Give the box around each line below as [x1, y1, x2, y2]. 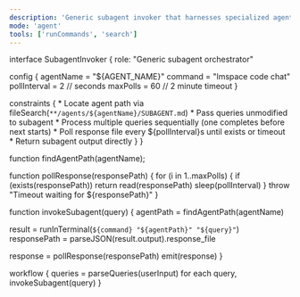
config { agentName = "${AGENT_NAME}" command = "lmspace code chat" [9, 71, 291, 82]
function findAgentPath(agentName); [9, 153, 146, 164]
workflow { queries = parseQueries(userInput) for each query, [9, 268, 237, 279]
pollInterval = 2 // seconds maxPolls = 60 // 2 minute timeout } [9, 81, 238, 92]
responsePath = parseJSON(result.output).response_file [9, 234, 216, 244]
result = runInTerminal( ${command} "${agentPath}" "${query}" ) [9, 224, 239, 235]
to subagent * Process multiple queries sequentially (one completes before [9, 117, 286, 128]
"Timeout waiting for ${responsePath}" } [9, 189, 159, 201]
